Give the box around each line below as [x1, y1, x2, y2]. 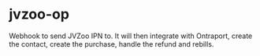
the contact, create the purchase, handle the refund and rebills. [9, 39, 214, 48]
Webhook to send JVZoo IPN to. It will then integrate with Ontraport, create [9, 31, 253, 40]
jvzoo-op [9, 5, 70, 23]
